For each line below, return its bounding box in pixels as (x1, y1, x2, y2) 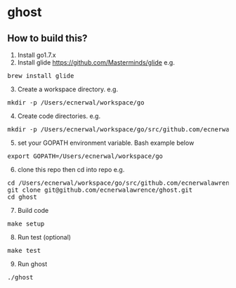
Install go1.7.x (17, 51, 56, 59)
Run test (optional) (17, 233, 72, 241)
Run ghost (17, 260, 48, 268)
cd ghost (7, 193, 37, 201)
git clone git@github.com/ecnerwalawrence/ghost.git (7, 186, 193, 194)
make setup (7, 220, 45, 228)
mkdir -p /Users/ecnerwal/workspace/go (7, 99, 145, 106)
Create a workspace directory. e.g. (17, 85, 118, 93)
